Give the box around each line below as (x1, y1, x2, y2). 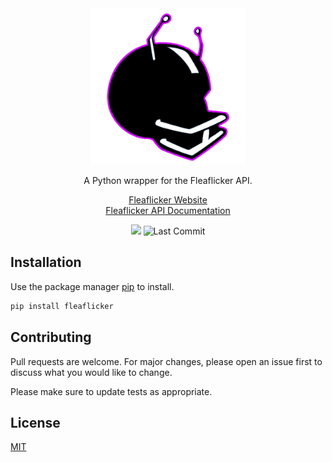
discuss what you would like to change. (10, 366, 173, 378)
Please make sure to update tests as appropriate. (10, 385, 213, 397)
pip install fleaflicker (10, 301, 114, 311)
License (10, 414, 61, 431)
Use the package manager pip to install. (10, 280, 175, 292)
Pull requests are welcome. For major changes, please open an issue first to (10, 355, 323, 367)
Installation (10, 254, 82, 271)
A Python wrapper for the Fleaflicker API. (83, 175, 253, 186)
